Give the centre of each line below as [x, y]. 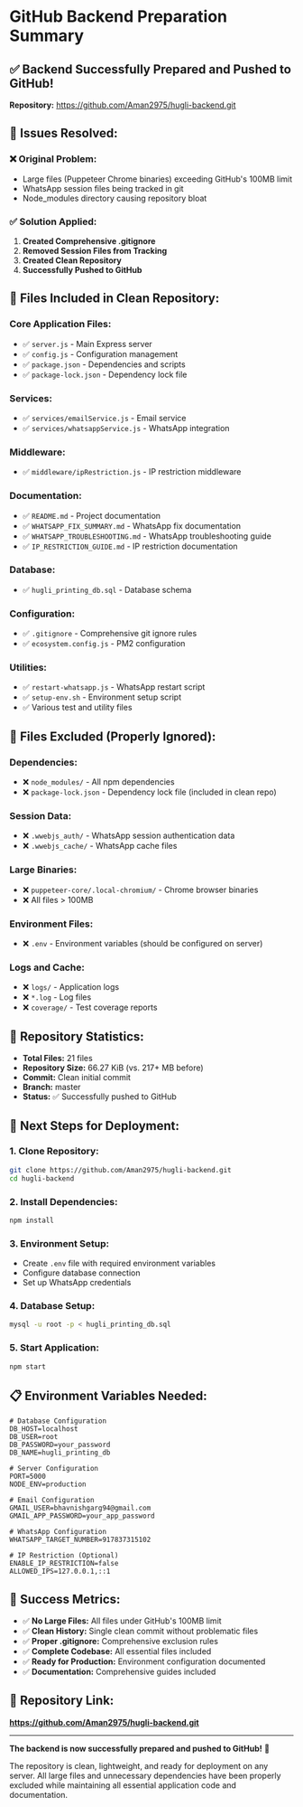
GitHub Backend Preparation [119, 17]
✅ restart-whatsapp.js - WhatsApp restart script [114, 687]
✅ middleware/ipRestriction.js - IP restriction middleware [132, 472]
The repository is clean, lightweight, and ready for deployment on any [139, 1765]
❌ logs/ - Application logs [71, 987]
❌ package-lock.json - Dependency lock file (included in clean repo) [149, 792]
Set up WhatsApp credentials [77, 1283]
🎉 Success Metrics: [65, 1599]
